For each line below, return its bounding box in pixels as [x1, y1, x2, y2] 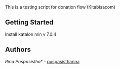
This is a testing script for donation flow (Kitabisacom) [5, 4, 116, 10]
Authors [5, 46, 31, 54]
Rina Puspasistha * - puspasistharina [5, 58, 80, 64]
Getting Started [5, 18, 54, 26]
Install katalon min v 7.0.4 [5, 31, 57, 37]
